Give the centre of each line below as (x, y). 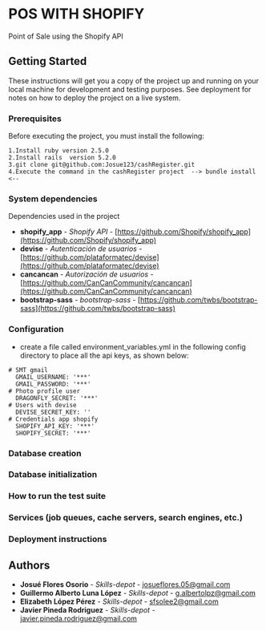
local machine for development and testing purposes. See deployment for (130, 89)
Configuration (36, 330)
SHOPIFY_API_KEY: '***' (55, 426)
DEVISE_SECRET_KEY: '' (53, 412)
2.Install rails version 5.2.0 (62, 158)
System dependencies (53, 199)
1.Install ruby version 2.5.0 (59, 151)
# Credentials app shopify (53, 419)
